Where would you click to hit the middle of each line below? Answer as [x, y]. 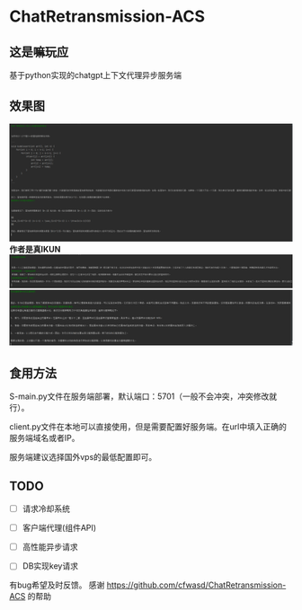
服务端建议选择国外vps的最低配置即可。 [83, 457]
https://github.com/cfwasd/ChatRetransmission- [196, 585]
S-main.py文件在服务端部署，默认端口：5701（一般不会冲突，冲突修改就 [143, 396]
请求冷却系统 [46, 508]
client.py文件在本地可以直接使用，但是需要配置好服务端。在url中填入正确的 [148, 427]
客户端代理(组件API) [59, 528]
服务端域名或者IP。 [44, 438]
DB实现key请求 [50, 566]
